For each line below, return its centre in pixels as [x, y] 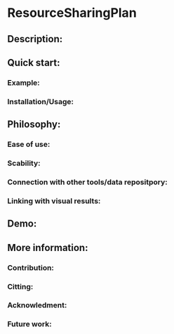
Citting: [20, 286]
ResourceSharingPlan [72, 13]
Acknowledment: [37, 305]
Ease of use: [29, 144]
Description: [35, 39]
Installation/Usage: [41, 101]
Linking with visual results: [54, 200]
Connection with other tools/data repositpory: [87, 182]
